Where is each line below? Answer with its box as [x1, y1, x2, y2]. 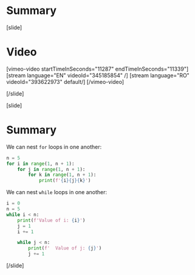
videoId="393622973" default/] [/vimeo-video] [6, 78, 125, 85]
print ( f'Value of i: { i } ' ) [17, 217, 86, 223]
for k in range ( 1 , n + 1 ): [28, 172, 97, 178]
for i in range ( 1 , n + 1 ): [6, 161, 75, 167]
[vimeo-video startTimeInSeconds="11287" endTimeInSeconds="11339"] [6, 65, 189, 72]
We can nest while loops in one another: [6, 189, 108, 196]
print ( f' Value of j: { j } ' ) [28, 245, 102, 251]
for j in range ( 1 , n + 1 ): [17, 166, 86, 172]
